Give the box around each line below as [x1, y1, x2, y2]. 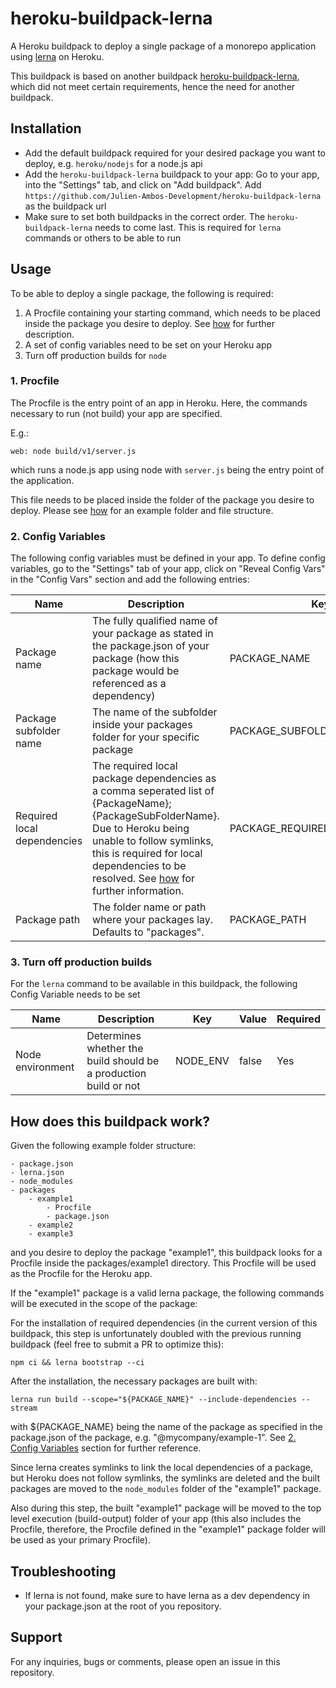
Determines [86, 1029, 142, 1043]
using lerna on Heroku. [10, 50, 105, 62]
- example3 [28, 1229, 74, 1239]
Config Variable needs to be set [10, 988, 141, 1001]
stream [10, 1403, 38, 1414]
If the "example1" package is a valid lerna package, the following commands [10, 1287, 325, 1299]
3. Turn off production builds [10, 955, 153, 969]
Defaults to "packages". [92, 925, 205, 939]
